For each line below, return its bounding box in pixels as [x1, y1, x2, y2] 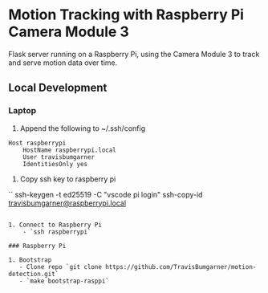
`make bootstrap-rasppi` [26, 277, 110, 285]
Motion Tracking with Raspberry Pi [8, 6, 245, 24]
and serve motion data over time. [8, 58, 118, 67]
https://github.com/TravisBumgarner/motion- [105, 262, 257, 271]
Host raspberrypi [8, 139, 67, 147]
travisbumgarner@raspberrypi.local [8, 198, 127, 208]
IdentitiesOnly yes [22, 160, 88, 168]
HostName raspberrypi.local [22, 146, 116, 154]
